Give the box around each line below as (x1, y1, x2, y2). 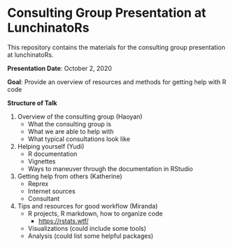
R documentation (27, 149, 78, 158)
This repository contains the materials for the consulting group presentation (7, 43, 225, 51)
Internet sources (27, 187, 76, 195)
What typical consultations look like (27, 135, 131, 143)
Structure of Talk (7, 98, 57, 107)
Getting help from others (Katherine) (17, 172, 122, 180)
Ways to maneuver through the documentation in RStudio (27, 164, 194, 173)
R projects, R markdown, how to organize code (27, 209, 163, 218)
